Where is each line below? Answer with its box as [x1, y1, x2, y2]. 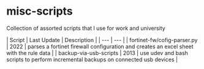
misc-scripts [6, 4, 74, 18]
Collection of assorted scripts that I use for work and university [6, 24, 165, 32]
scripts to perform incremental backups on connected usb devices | [6, 56, 178, 63]
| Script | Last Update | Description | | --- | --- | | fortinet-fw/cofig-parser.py [6, 36, 198, 43]
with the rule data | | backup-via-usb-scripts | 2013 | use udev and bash [6, 49, 189, 56]
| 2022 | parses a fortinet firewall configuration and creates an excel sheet [6, 43, 194, 50]
